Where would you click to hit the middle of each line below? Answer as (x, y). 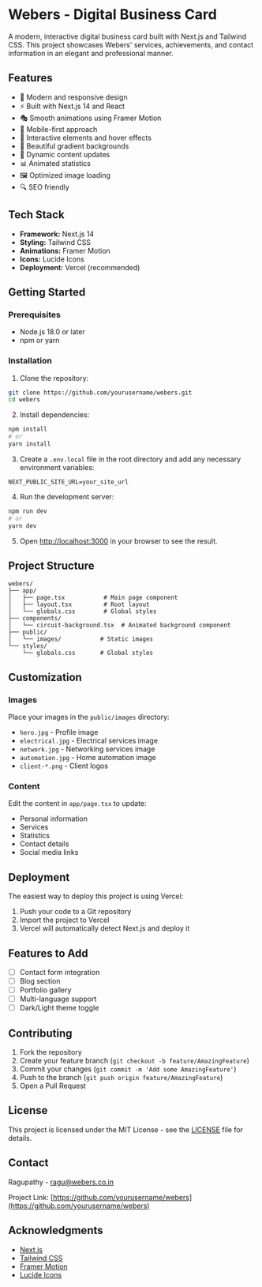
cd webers (24, 400)
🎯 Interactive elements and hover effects (86, 137)
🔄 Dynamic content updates (65, 154)
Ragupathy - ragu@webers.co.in (61, 1182)
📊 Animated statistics (55, 163)
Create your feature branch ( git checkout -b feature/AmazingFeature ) (135, 1061)
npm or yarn (39, 341)
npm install (28, 429)
